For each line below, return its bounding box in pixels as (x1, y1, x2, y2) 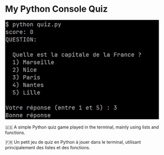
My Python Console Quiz (5, 3, 108, 15)
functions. (5, 130, 25, 135)
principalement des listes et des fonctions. (5, 144, 90, 150)
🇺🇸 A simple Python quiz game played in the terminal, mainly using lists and (5, 124, 159, 130)
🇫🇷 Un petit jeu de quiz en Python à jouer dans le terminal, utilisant (5, 139, 141, 145)
